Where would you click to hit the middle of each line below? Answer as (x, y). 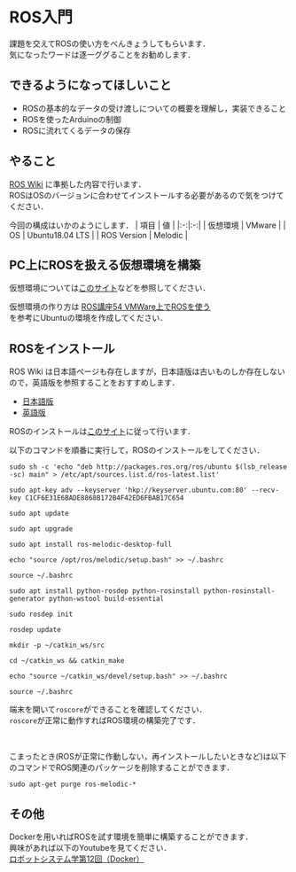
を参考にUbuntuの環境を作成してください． (89, 318)
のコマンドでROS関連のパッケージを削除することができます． (122, 767)
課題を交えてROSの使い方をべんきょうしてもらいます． (110, 43)
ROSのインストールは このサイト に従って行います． (102, 432)
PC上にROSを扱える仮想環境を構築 (105, 265)
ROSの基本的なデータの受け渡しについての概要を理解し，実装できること (154, 108)
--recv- (265, 490)
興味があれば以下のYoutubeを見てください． (90, 848)
